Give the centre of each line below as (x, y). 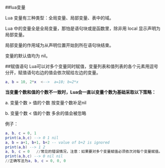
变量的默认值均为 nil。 (28, 56)
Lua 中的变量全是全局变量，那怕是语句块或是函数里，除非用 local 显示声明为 (83, 28)
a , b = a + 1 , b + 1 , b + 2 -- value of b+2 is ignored (57, 142)
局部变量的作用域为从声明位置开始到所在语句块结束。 (59, 45)
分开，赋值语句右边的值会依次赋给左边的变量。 (53, 73)
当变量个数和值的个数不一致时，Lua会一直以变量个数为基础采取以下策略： (81, 92)
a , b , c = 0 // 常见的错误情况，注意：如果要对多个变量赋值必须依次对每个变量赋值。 (84, 152)
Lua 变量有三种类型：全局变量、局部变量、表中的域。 (59, 18)
